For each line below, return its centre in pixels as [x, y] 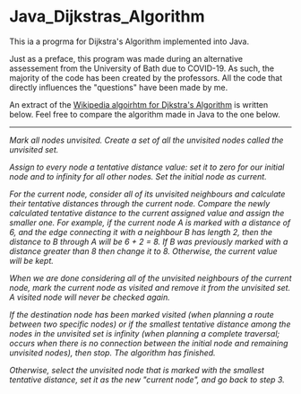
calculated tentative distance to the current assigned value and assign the [147, 213]
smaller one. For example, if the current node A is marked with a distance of [150, 223]
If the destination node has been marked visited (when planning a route [142, 314]
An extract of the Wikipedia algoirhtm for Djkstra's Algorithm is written [139, 104]
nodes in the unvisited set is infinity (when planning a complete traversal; [145, 333]
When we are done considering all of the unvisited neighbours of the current [150, 278]
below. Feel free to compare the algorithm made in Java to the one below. [145, 114]
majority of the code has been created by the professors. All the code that [146, 77]
